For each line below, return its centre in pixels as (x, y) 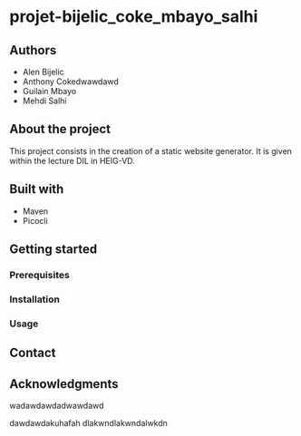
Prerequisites (39, 275)
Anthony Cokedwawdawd (71, 82)
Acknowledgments (64, 384)
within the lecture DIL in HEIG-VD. (73, 160)
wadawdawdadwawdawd (57, 405)
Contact (33, 353)
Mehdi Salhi (44, 101)
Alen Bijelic (44, 72)
